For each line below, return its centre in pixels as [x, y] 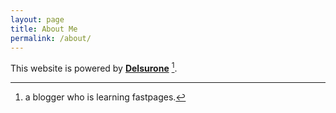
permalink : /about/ [51, 38]
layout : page [37, 19]
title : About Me [44, 29]
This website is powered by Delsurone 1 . [94, 68]
